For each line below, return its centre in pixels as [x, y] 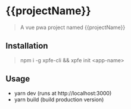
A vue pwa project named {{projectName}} [73, 27]
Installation [27, 46]
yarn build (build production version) [59, 100]
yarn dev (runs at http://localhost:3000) [63, 93]
